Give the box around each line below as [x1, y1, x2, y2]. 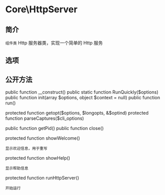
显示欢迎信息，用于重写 [5, 146, 48, 151]
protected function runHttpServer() [5, 175, 79, 181]
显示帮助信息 [5, 166, 29, 171]
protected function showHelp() [5, 155, 71, 161]
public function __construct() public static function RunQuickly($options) [5, 89, 159, 95]
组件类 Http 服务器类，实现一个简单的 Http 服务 [5, 40, 104, 46]
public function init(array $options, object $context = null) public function [5, 95, 160, 101]
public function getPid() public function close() [5, 125, 104, 132]
